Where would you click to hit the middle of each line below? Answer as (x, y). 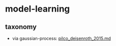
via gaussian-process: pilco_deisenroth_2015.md (61, 38)
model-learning (38, 9)
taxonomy (21, 27)
